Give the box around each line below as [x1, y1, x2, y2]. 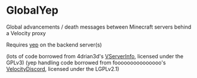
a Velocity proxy [6, 29, 46, 36]
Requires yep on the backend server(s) [6, 41, 103, 48]
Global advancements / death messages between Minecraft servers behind [6, 23, 192, 30]
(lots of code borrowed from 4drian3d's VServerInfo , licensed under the [6, 52, 184, 60]
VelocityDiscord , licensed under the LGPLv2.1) [6, 65, 119, 72]
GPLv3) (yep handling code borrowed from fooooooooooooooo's [6, 59, 166, 66]
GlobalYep [6, 4, 59, 17]
